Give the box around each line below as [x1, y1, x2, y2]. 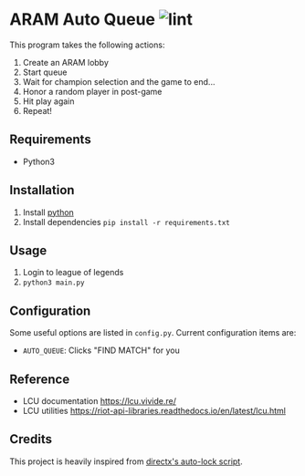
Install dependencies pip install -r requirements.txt [22, 216, 230, 227]
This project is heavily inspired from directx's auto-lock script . [9, 456, 244, 467]
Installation [9, 182, 75, 198]
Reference [9, 371, 70, 387]
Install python [22, 206, 75, 218]
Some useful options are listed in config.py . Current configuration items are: [9, 327, 297, 338]
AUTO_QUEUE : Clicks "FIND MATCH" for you [22, 345, 180, 356]
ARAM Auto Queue [9, 9, 156, 30]
